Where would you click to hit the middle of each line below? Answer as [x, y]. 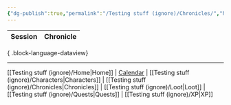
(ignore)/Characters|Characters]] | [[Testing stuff [77, 80]
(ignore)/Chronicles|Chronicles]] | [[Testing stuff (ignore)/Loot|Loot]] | [106, 87]
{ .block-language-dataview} [48, 52]
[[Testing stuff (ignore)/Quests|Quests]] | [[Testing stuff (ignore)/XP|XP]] [110, 94]
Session [24, 36]
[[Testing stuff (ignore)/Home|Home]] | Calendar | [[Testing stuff [98, 72]
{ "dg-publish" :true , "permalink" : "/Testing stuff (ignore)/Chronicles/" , [113, 13]
